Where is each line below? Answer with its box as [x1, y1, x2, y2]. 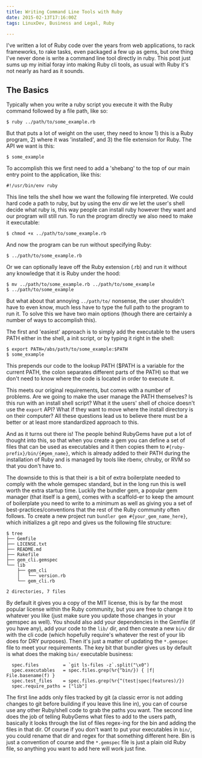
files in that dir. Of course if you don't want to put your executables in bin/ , [6, 726, 192, 733]
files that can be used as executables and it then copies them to [6, 443, 165, 450]
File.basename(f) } [6, 673, 55, 679]
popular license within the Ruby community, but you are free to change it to [6, 605, 194, 613]
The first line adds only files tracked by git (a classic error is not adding [6, 694, 183, 701]
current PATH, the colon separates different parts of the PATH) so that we [6, 368, 189, 376]
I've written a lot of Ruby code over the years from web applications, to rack [6, 42, 195, 49]
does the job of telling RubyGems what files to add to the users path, [6, 713, 177, 721]
